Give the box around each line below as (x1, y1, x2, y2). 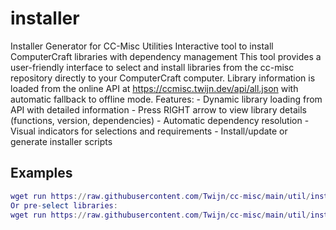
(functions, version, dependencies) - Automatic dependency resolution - (10, 114, 310, 126)
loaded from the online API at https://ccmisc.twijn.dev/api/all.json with (10, 82, 299, 94)
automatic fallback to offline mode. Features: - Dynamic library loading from (10, 93, 323, 105)
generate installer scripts (10, 135, 113, 147)
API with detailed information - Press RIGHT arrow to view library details (10, 103, 307, 116)
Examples (10, 165, 73, 182)
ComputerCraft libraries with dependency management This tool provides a (10, 50, 322, 62)
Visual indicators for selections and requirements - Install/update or (10, 125, 288, 137)
